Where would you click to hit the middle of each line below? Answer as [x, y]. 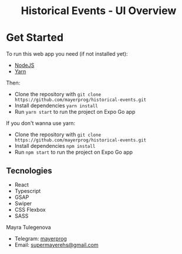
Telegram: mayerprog [41, 238]
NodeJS [24, 65]
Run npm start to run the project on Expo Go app [74, 152]
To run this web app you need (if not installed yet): [67, 54]
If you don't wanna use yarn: [41, 123]
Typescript [28, 191]
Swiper [23, 203]
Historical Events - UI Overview [99, 11]
